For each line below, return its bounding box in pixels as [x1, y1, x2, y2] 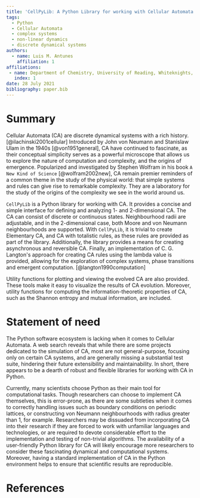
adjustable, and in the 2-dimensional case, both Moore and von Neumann [6, 219, 187, 227]
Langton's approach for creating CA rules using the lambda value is [6, 251, 172, 258]
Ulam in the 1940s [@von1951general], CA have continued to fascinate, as [6, 144, 187, 151]
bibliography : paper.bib [6, 86, 68, 92]
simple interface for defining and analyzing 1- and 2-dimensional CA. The [6, 206, 186, 214]
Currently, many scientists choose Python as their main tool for [6, 384, 161, 391]
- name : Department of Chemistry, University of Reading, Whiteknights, [8, 70, 194, 76]
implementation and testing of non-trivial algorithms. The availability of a [6, 435, 185, 442]
